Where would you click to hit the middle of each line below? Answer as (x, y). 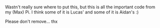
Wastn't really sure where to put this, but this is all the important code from (80, 7)
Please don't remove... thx (31, 21)
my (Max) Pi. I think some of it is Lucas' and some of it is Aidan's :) (72, 12)
